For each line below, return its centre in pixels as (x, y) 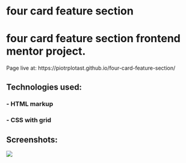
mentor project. (46, 51)
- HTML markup (30, 104)
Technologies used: (44, 87)
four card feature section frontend (93, 39)
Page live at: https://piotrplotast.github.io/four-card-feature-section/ (91, 68)
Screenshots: (32, 140)
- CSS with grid (29, 120)
